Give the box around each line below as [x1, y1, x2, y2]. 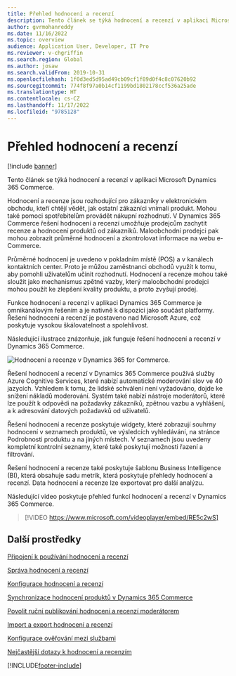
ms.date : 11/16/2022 [7, 30, 68, 37]
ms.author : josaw [7, 63, 58, 70]
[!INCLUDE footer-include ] [7, 661, 82, 670]
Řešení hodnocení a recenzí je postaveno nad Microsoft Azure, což [7, 313, 202, 322]
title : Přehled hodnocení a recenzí [7, 10, 114, 18]
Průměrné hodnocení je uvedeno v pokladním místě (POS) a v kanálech [7, 254, 214, 264]
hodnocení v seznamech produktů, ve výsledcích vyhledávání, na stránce [7, 427, 221, 436]
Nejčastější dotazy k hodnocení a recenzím [7, 647, 132, 656]
